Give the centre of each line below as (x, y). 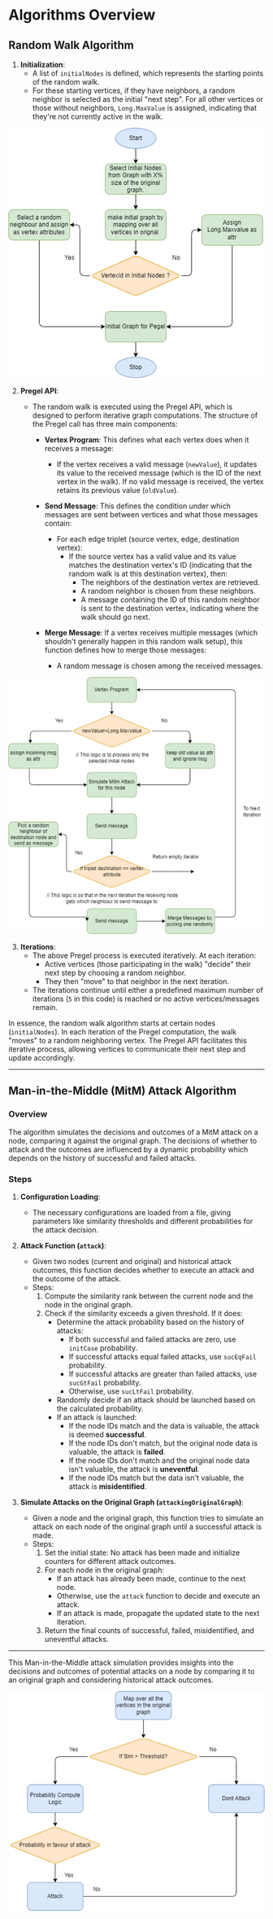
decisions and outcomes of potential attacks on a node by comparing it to (132, 1671)
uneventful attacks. (76, 1639)
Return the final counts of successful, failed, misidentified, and (149, 1630)
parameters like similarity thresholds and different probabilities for (143, 1221)
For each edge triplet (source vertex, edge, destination (148, 539)
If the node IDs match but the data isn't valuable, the (156, 1478)
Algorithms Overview (82, 15)
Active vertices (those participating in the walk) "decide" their (148, 964)
